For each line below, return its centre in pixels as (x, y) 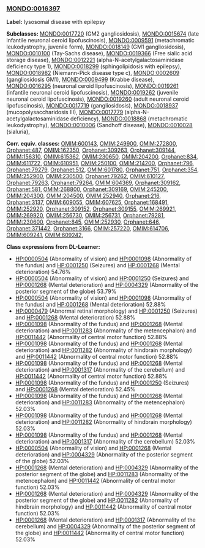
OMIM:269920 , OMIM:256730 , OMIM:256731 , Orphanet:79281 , (86, 216)
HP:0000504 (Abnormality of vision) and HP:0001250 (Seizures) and (102, 278)
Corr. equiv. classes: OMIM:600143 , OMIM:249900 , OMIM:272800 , (92, 144)
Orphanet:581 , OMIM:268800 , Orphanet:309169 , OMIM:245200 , (87, 189)
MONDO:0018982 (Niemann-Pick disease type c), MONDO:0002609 (93, 73)
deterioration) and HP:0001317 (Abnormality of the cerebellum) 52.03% (105, 442)
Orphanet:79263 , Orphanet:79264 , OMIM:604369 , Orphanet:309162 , (94, 183)
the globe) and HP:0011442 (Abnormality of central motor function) (100, 533)
